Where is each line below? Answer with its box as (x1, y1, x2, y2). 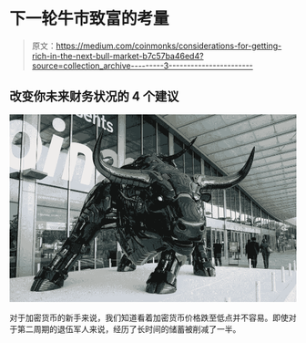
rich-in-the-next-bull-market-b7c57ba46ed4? (31, 50, 204, 61)
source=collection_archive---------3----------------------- (31, 60, 253, 71)
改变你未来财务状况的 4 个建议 (9, 88, 179, 105)
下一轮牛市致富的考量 (9, 8, 170, 29)
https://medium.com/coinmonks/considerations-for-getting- (56, 40, 282, 51)
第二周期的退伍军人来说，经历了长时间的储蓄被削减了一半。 (16, 324, 241, 335)
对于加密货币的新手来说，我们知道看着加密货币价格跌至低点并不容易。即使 (9, 312, 289, 324)
